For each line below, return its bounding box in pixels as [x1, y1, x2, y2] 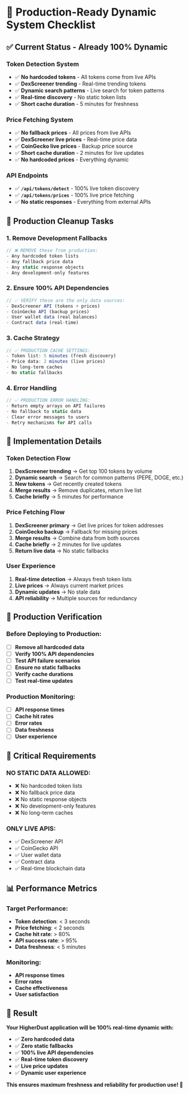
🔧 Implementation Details [6, 436, 102, 446]
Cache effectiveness [14, 985, 68, 992]
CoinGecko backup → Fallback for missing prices [14, 528, 138, 535]
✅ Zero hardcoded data [14, 1035, 75, 1043]
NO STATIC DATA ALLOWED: [6, 768, 91, 777]
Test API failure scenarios [14, 657, 81, 664]
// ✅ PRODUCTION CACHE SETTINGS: [6, 347, 91, 353]
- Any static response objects [6, 264, 84, 270]
